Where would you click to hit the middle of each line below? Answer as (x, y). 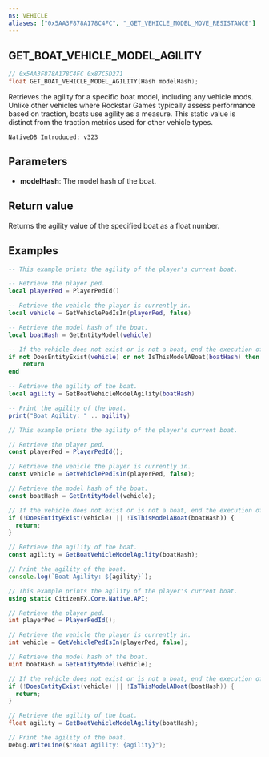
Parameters (38, 162)
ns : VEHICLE (28, 16)
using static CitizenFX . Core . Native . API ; (78, 598)
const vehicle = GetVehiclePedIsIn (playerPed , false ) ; (102, 474)
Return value (41, 206)
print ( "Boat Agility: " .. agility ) (69, 415)
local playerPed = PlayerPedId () (64, 291)
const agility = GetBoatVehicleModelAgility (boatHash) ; (103, 555)
